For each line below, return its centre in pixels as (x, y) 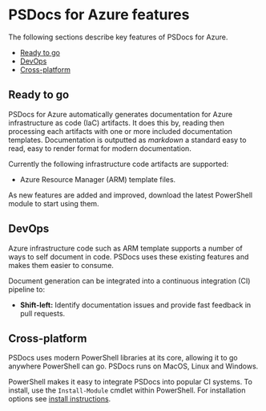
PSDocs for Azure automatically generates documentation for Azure (121, 114)
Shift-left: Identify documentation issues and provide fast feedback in (135, 305)
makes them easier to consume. (61, 265)
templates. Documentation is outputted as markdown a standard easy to (127, 140)
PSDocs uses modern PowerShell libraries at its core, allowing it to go (123, 358)
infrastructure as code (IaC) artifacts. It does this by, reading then (116, 123)
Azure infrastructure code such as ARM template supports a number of (125, 248)
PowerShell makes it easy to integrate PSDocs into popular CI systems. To (130, 382)
